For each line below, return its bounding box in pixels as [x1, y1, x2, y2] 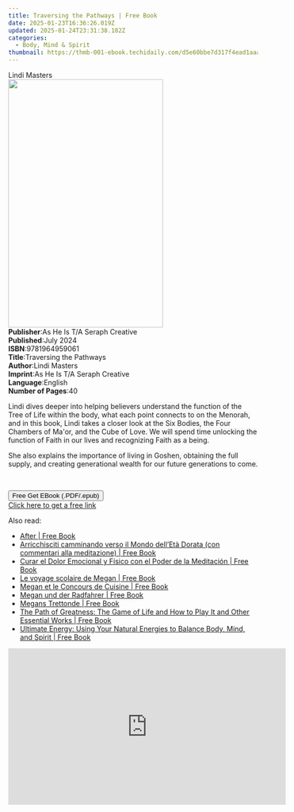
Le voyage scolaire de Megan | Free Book [19, 574, 156, 582]
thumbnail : [8, 48, 44, 56]
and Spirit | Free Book [19, 632, 91, 642]
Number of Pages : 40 [8, 386, 78, 396]
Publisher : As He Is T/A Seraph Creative [8, 327, 138, 336]
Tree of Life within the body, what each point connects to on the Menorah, [8, 410, 251, 420]
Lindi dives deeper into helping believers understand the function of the [8, 402, 242, 411]
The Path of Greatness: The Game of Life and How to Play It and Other [19, 607, 250, 617]
